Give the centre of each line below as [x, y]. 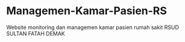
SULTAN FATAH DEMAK [36, 33]
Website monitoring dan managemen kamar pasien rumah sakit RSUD [93, 27]
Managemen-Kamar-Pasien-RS [87, 11]
